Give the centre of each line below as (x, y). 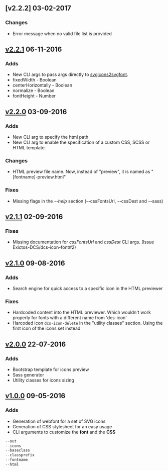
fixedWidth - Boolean (34, 80)
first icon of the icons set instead (46, 328)
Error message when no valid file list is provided (62, 33)
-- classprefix (20, 455)
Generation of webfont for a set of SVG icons (59, 421)
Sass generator (28, 375)
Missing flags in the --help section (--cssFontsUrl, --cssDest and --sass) (88, 201)
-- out (11, 441)
